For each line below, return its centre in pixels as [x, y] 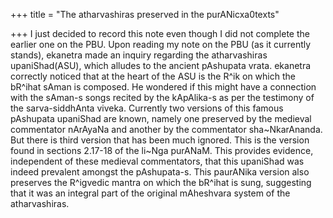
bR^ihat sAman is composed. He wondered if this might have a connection [163, 87]
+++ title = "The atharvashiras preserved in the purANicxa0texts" [145, 14]
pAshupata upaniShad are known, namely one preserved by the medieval [161, 118]
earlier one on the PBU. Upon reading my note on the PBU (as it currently [161, 44]
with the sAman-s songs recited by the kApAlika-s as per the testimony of [162, 97]
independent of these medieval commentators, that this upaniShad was [157, 161]
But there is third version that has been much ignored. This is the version [160, 140]
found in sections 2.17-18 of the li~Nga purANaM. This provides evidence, [162, 150]
